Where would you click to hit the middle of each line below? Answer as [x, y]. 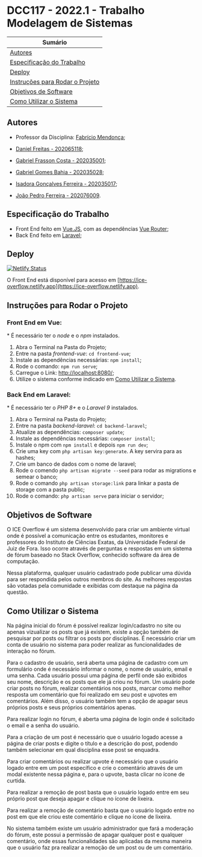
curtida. [17, 780]
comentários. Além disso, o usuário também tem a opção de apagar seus [97, 701]
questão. [18, 592]
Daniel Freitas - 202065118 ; [49, 148]
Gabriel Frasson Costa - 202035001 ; [61, 160]
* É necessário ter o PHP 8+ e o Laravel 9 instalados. [73, 408]
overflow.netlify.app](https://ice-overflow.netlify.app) [72, 287]
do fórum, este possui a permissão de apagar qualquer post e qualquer [95, 834]
